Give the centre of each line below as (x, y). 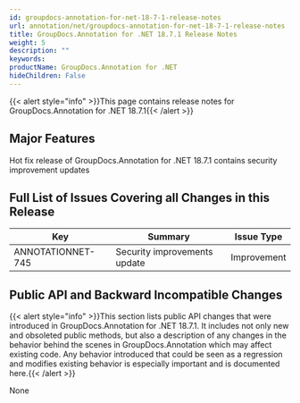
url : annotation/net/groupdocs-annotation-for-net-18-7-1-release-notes (147, 26)
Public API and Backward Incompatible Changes (146, 294)
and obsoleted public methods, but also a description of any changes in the (148, 335)
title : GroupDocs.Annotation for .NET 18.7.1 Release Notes (124, 34)
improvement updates (50, 170)
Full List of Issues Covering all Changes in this (140, 197)
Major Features (52, 139)
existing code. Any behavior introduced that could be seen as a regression (146, 355)
